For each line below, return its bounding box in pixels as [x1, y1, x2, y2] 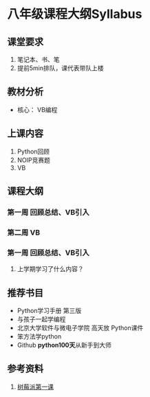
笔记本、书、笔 [17, 56, 60, 63]
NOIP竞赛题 [17, 155, 50, 164]
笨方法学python [17, 332, 62, 341]
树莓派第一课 [17, 383, 54, 391]
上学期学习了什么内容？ [17, 265, 84, 273]
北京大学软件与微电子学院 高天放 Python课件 [17, 323, 144, 332]
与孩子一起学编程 [17, 314, 66, 323]
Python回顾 [17, 147, 50, 155]
